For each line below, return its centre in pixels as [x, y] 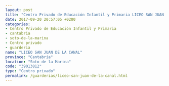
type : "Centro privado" [30, 71]
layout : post [19, 10]
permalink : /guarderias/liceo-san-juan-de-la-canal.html [67, 76]
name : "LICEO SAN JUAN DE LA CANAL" [44, 52]
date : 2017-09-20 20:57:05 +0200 [40, 19]
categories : [18, 24]
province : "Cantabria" [29, 57]
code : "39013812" [24, 66]
